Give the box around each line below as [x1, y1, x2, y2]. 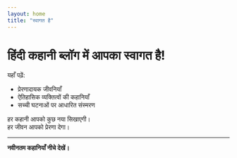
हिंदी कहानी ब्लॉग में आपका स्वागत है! [7, 47, 166, 63]
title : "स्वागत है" [7, 17, 54, 24]
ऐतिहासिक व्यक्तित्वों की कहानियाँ [17, 93, 90, 102]
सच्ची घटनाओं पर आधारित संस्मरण [17, 101, 95, 109]
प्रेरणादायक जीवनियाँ [17, 85, 62, 94]
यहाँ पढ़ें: [7, 71, 25, 80]
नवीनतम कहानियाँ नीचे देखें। [7, 144, 70, 152]
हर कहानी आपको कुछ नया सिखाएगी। [7, 115, 91, 123]
